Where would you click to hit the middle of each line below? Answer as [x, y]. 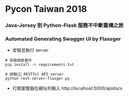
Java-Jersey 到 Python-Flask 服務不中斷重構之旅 [64, 26]
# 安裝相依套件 [19, 61]
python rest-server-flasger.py [37, 79]
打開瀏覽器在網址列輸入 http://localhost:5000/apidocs [67, 88]
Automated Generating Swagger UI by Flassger [63, 39]
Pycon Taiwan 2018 [46, 9]
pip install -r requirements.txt [40, 65]
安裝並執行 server [30, 50]
